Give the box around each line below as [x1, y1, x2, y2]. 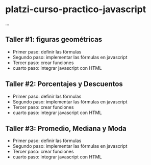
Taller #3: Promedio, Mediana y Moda [5, 124, 127, 133]
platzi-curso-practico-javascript [5, 4, 146, 15]
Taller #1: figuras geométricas [5, 35, 103, 44]
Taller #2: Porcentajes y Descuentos [5, 80, 123, 89]
